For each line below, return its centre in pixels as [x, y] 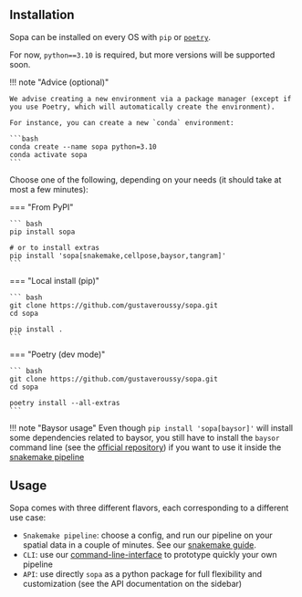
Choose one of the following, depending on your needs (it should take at [146, 179]
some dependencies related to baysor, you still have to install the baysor [145, 437]
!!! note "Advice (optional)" [59, 82]
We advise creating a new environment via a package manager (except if [151, 99]
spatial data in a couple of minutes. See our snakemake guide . [140, 545]
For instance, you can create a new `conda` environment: [122, 122]
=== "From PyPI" [42, 207]
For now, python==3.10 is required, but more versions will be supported [142, 55]
